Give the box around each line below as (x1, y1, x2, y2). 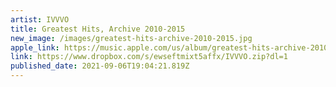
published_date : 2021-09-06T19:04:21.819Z (10, 61, 190, 71)
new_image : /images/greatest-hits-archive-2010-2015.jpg (10, 33, 253, 43)
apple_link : (10, 42, 60, 53)
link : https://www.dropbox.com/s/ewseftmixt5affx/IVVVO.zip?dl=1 (10, 52, 288, 62)
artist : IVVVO (10, 14, 70, 25)
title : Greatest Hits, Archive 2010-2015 (10, 24, 186, 34)
